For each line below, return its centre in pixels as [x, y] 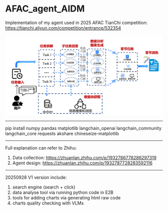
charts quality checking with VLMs [48, 203]
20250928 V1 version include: [36, 177]
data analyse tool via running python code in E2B [63, 192]
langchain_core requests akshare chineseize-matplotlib [62, 133]
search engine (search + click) [44, 187]
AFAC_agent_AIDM [45, 9]
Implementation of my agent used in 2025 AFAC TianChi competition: [76, 23]
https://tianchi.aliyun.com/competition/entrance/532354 [63, 28]
